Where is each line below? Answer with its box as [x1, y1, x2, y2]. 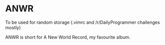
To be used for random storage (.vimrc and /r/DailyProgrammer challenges [5, 19, 160, 25]
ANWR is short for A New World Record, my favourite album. [5, 34, 131, 40]
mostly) [5, 24, 21, 30]
